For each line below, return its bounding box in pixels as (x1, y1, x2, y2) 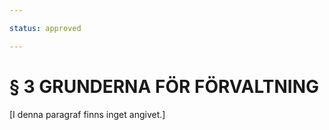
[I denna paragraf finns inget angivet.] (9, 108, 166, 120)
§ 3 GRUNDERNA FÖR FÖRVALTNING (9, 75, 319, 98)
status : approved (9, 23, 82, 33)
